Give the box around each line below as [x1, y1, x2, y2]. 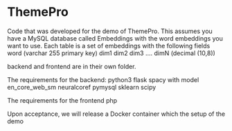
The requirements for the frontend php [7, 96, 118, 104]
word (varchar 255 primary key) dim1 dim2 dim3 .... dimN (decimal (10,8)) [7, 49, 216, 57]
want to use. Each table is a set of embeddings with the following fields [7, 41, 211, 50]
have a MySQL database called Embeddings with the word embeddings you [7, 34, 224, 42]
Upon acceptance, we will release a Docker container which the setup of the [7, 110, 226, 118]
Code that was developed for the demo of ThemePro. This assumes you [7, 27, 213, 35]
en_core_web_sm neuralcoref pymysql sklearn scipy [7, 83, 157, 91]
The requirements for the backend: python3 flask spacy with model [7, 75, 199, 83]
